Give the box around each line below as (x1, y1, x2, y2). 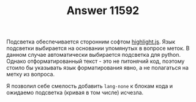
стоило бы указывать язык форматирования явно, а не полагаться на (6, 64, 189, 71)
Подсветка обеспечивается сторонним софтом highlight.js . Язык (6, 38, 176, 46)
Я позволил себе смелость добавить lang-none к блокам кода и (6, 82, 173, 90)
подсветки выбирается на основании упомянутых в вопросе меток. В (6, 45, 190, 52)
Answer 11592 (66, 4, 140, 18)
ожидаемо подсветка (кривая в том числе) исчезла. (6, 89, 144, 97)
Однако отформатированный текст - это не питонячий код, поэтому (6, 57, 185, 65)
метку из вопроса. (6, 71, 55, 78)
